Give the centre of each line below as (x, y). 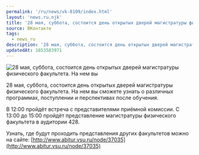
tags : (13, 34)
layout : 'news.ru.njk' (34, 17)
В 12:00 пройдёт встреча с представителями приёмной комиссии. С (93, 109)
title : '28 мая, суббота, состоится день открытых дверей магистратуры (96, 23)
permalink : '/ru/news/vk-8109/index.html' (59, 12)
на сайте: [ (20, 140)
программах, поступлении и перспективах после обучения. (82, 97)
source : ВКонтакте (29, 28)
